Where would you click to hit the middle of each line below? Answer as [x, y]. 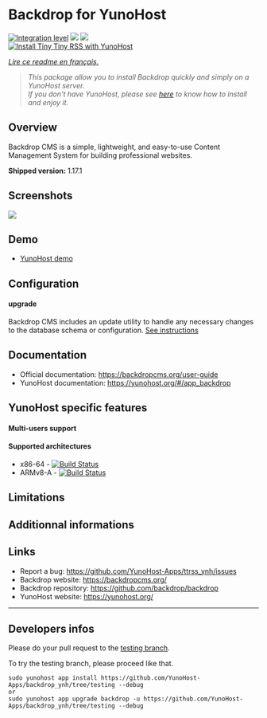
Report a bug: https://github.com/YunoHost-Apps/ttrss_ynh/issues [128, 571]
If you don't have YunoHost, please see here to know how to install [137, 94]
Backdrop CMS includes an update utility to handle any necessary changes [131, 321]
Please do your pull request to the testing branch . [89, 648]
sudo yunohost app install [53, 678]
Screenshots [41, 196]
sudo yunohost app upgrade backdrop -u [74, 699]
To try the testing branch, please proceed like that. [91, 664]
